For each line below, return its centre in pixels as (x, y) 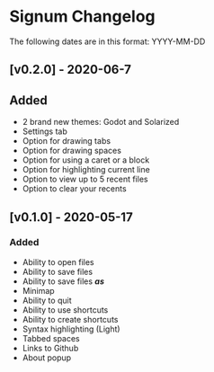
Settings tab (45, 131)
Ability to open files (58, 261)
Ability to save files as (63, 281)
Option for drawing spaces (71, 151)
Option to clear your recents (75, 189)
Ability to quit (47, 300)
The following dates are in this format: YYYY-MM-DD (107, 41)
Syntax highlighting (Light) (71, 329)
